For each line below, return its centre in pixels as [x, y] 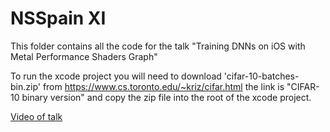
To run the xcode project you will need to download [116, 76]
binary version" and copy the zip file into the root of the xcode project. [166, 97]
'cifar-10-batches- [261, 76]
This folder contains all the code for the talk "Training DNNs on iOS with [158, 46]
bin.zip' [25, 86]
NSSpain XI [58, 18]
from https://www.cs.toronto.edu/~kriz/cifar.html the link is [163, 86]
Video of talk [36, 116]
